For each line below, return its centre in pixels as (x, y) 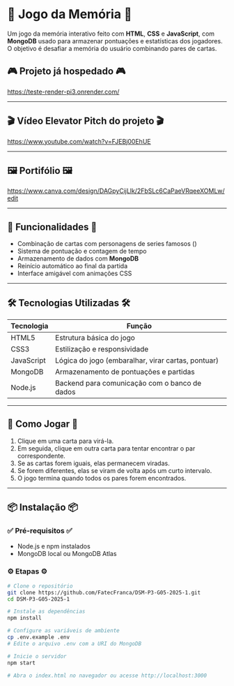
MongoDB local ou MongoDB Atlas (67, 553)
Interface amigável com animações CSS (75, 273)
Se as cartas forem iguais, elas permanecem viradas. (93, 463)
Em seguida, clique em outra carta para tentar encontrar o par (106, 448)
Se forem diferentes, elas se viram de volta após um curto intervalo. (115, 470)
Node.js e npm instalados (54, 546)
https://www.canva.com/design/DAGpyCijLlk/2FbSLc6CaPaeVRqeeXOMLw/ (116, 191)
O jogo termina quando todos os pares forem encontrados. (102, 478)
